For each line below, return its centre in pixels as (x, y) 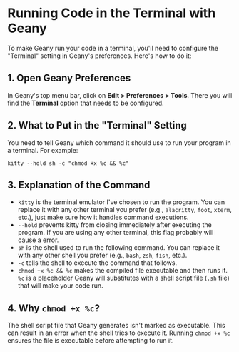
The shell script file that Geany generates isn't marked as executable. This (117, 326)
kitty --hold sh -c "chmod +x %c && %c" (68, 163)
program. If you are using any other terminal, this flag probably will (116, 233)
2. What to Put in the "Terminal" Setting (97, 125)
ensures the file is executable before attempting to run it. (91, 341)
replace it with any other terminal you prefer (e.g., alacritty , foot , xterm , (124, 210)
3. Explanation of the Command (79, 185)
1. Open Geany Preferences (69, 78)
